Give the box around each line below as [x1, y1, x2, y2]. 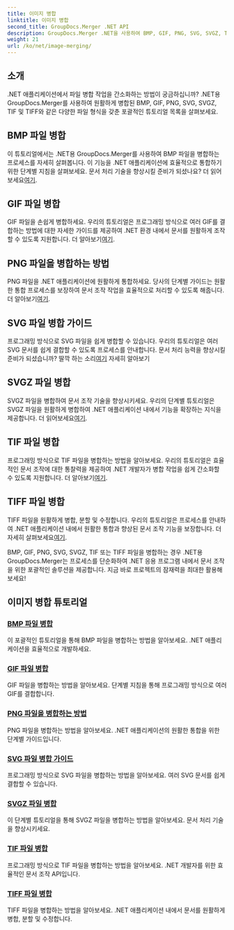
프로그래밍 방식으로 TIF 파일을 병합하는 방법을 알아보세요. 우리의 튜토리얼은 [7, 456, 212, 464]
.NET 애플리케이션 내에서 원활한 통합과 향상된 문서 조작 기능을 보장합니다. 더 [14, 524, 221, 533]
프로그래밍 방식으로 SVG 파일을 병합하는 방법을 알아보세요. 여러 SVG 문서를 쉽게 [7, 771, 225, 780]
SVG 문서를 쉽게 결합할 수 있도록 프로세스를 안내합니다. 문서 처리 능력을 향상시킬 [7, 346, 226, 354]
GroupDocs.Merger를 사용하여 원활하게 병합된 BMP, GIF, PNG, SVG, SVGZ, [7, 98, 217, 107]
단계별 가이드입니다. [7, 734, 61, 743]
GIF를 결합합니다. [7, 690, 54, 698]
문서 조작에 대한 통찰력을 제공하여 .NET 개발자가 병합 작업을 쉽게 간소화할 [19, 465, 220, 473]
